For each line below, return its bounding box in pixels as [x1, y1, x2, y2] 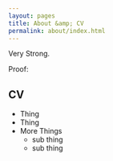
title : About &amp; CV [8, 19, 84, 27]
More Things [19, 126, 63, 136]
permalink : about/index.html [8, 27, 106, 35]
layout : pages [8, 11, 56, 20]
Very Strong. [8, 49, 50, 59]
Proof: [8, 64, 29, 74]
